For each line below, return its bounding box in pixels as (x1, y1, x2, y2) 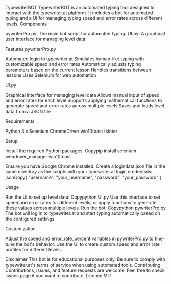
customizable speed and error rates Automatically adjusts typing (5, 61, 141, 67)
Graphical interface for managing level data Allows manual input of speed (5, 92, 160, 98)
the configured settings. (5, 216, 56, 222)
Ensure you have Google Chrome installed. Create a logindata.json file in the (5, 163, 165, 169)
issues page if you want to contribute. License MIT (5, 273, 112, 278)
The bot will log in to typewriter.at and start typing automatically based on (5, 210, 161, 216)
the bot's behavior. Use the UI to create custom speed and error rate (16, 241, 160, 247)
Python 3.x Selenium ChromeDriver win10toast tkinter (5, 128, 118, 134)
